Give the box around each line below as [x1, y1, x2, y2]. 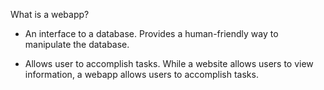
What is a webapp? [10, 9, 90, 20]
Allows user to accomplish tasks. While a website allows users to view [24, 58, 314, 69]
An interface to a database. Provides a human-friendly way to [24, 28, 279, 39]
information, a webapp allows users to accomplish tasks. [24, 69, 259, 80]
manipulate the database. [24, 39, 130, 50]
